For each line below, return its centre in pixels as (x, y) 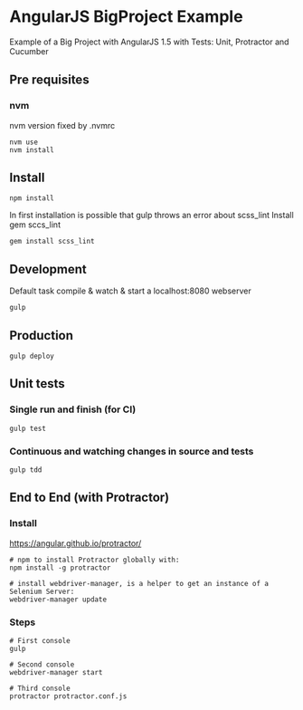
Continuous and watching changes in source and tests (132, 451)
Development (48, 269)
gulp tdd (26, 470)
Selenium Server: (42, 591)
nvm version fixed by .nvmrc (62, 125)
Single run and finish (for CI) (73, 409)
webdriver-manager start (56, 673)
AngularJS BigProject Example (126, 17)
